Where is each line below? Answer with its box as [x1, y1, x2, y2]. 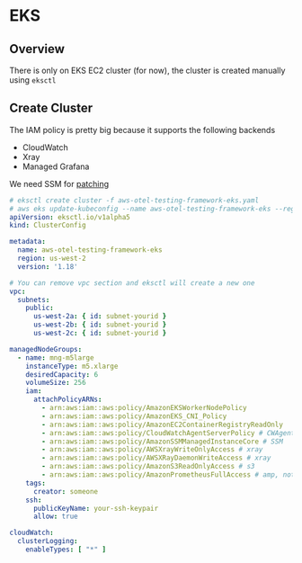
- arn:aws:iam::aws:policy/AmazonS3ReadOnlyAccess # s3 [41, 462, 255, 471]
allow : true [32, 512, 78, 522]
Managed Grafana [22, 161, 90, 172]
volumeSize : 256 [25, 379, 87, 388]
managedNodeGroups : [9, 344, 83, 353]
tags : [25, 478, 47, 487]
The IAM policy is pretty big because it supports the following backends [9, 124, 276, 135]
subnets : [17, 295, 50, 304]
